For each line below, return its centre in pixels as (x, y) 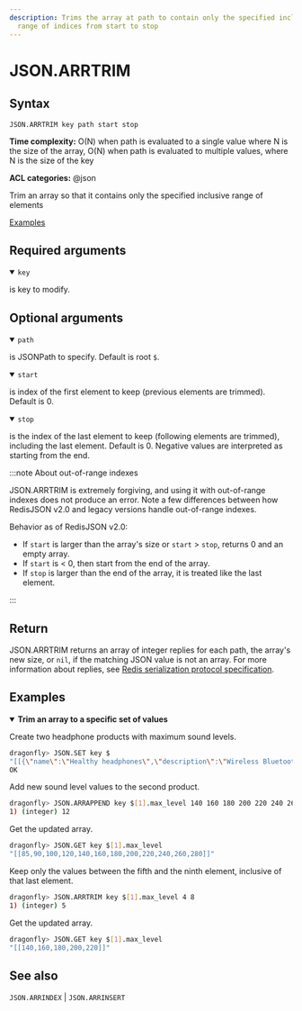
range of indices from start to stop (88, 26)
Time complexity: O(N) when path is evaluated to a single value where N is (149, 141)
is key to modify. (40, 290)
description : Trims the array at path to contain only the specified (142, 18)
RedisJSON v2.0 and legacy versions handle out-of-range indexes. (133, 510)
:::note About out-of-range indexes (74, 473)
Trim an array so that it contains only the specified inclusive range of (136, 195)
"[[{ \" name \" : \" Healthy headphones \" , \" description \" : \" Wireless (134, 762)
